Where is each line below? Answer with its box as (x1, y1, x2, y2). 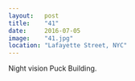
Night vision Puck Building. (8, 63, 97, 73)
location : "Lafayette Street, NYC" (8, 42, 128, 50)
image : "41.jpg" (8, 34, 74, 43)
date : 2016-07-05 (8, 26, 81, 34)
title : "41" (8, 19, 59, 27)
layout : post (8, 11, 59, 20)
